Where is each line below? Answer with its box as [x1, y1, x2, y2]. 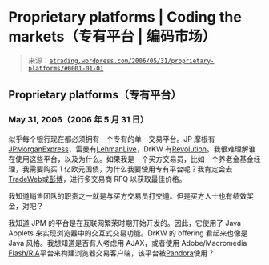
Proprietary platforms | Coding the [8, 8, 242, 26]
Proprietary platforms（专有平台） [8, 88, 182, 102]
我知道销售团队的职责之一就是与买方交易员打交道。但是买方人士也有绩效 [8, 191, 247, 200]
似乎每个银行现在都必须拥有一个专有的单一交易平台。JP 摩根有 [8, 134, 215, 143]
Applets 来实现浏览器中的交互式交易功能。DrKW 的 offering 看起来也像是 [8, 228, 248, 238]
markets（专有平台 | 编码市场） [8, 28, 217, 46]
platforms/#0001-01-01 [27, 64, 104, 72]
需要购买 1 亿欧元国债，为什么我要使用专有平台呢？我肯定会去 [29, 164, 233, 174]
